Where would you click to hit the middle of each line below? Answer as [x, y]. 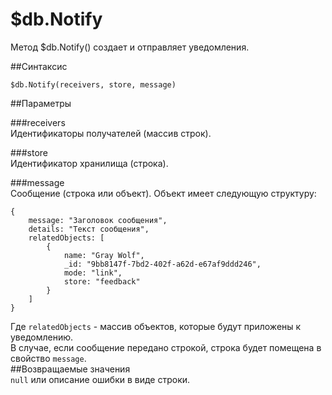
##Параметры [41, 103]
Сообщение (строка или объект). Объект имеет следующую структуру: [163, 193]
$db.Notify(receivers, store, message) [93, 84]
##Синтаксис [39, 66]
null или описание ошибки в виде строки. [100, 379]
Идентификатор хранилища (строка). [89, 163]
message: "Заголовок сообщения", [98, 220]
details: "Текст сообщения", [89, 229]
